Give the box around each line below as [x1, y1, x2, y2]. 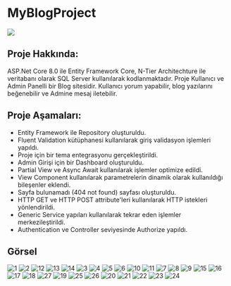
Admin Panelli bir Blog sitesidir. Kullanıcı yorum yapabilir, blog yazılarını [7, 82, 213, 90]
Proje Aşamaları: [7, 110, 82, 122]
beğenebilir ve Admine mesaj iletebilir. [7, 89, 118, 98]
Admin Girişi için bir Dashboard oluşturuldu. [17, 158, 144, 167]
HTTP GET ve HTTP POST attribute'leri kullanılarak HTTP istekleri [17, 195, 208, 204]
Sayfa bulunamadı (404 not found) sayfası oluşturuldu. [17, 188, 177, 196]
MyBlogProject [7, 5, 96, 21]
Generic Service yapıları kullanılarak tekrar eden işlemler [17, 210, 182, 219]
